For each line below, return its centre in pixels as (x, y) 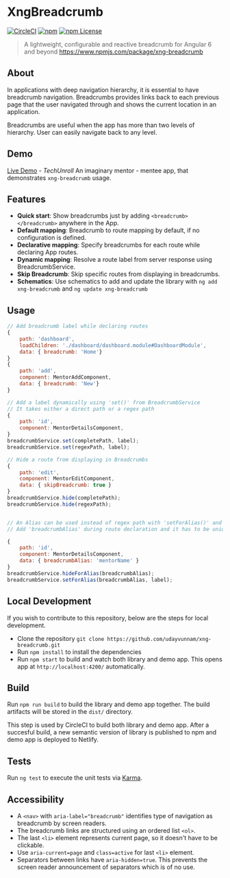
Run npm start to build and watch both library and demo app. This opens (119, 659)
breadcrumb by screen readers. (62, 823)
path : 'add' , (38, 371)
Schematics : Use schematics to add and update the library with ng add (117, 282)
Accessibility (36, 799)
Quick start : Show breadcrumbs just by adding (83, 216)
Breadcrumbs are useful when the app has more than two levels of (101, 125)
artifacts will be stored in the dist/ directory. (70, 712)
